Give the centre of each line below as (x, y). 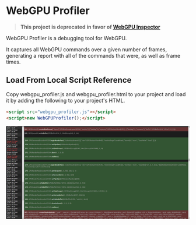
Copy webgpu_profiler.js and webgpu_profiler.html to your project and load (96, 94)
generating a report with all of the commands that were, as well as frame (93, 55)
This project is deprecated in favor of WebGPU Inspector (90, 27)
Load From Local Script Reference (69, 80)
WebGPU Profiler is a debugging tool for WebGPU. (66, 38)
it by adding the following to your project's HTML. (66, 100)
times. (13, 62)
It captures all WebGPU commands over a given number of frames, (87, 49)
